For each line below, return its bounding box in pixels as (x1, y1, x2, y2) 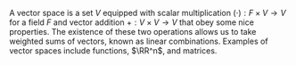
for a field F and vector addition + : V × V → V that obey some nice (9, 17, 254, 28)
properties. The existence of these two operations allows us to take (9, 27, 257, 37)
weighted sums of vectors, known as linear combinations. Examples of (9, 36, 269, 46)
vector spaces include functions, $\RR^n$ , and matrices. (9, 45, 218, 56)
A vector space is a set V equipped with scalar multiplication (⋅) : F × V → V (9, 8, 287, 18)
